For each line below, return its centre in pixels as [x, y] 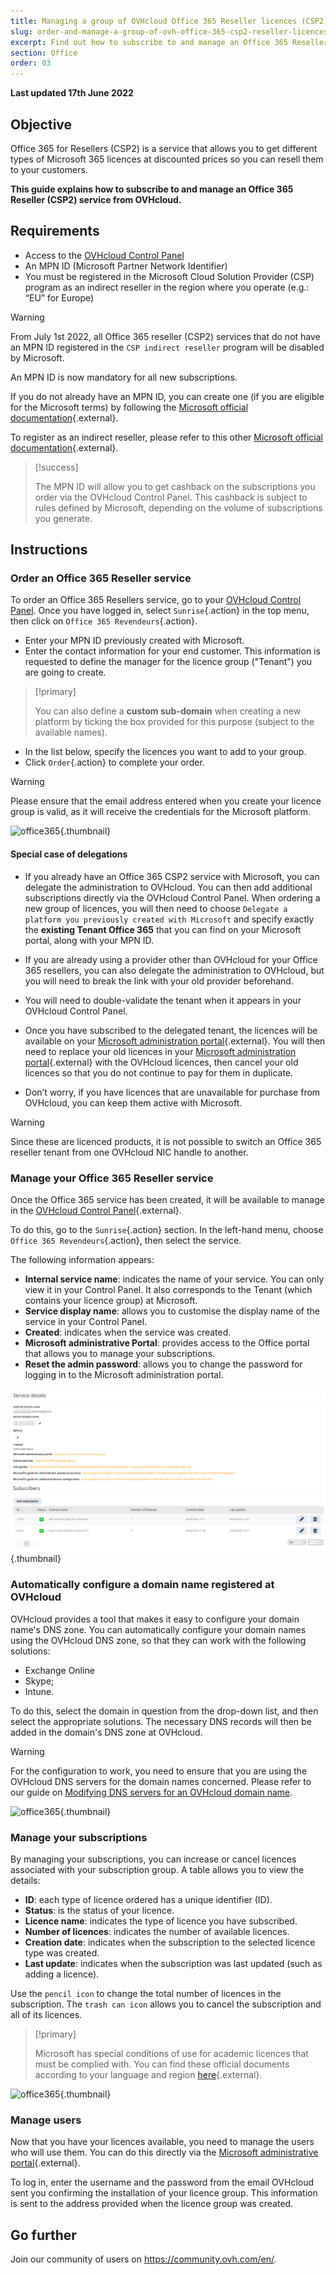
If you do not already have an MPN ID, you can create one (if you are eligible [167, 396]
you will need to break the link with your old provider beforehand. [159, 981]
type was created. [62, 1952]
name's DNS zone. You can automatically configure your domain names [158, 1629]
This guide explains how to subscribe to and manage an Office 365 [152, 189]
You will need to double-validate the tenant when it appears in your [163, 1000]
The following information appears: [82, 1259]
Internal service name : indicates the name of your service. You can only [174, 1279]
